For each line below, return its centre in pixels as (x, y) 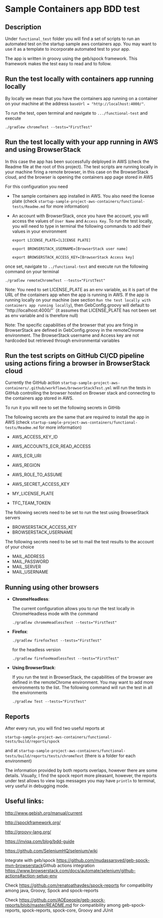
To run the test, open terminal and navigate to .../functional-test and (76, 113)
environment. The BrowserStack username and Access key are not (72, 335)
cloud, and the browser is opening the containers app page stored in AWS (79, 177)
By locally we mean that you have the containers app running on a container (81, 98)
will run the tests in (132, 388)
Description (23, 27)
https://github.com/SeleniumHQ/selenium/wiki (51, 851)
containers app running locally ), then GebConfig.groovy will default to (77, 305)
